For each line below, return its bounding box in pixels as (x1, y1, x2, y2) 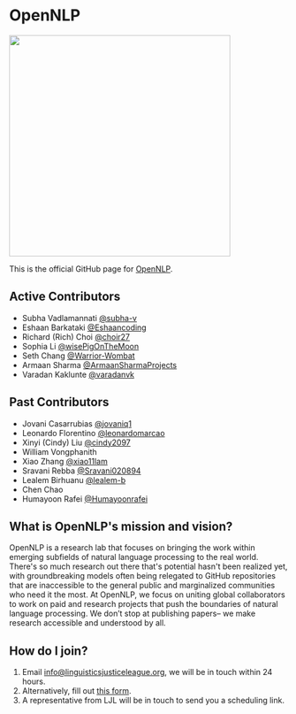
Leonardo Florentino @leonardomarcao (21, 427, 165, 438)
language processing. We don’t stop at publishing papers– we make (9, 608, 256, 619)
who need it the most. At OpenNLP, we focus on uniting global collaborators (9, 589, 285, 600)
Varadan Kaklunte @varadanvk (21, 369, 135, 380)
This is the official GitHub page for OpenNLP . (9, 263, 173, 274)
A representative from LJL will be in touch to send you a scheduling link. (21, 695, 285, 706)
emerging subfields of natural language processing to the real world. (9, 552, 259, 563)
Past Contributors (9, 395, 110, 410)
